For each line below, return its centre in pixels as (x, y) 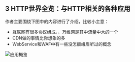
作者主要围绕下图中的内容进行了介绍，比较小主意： (57, 21)
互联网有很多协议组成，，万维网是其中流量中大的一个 (65, 32)
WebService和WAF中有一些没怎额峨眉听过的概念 (62, 44)
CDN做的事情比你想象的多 (39, 38)
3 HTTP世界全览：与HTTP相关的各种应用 (68, 9)
